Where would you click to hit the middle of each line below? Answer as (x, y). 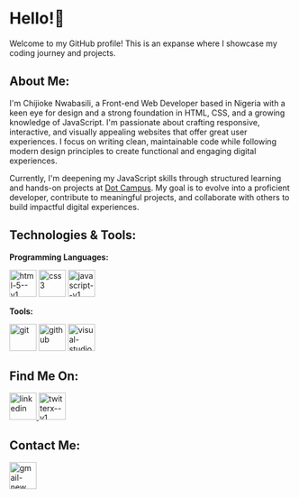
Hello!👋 (37, 18)
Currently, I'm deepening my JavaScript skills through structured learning (145, 178)
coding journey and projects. (63, 52)
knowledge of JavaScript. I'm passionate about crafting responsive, (135, 122)
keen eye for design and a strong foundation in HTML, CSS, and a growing (147, 113)
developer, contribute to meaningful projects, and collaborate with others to (149, 197)
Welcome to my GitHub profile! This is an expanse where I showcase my (143, 43)
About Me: (40, 82)
